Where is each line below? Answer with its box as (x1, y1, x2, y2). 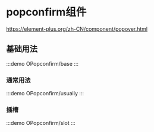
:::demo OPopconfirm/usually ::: (6, 90, 84, 97)
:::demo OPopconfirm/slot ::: (6, 120, 76, 127)
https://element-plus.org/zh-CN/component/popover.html (6, 25, 147, 33)
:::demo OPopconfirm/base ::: (6, 60, 79, 67)
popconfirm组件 (6, 5, 87, 19)
